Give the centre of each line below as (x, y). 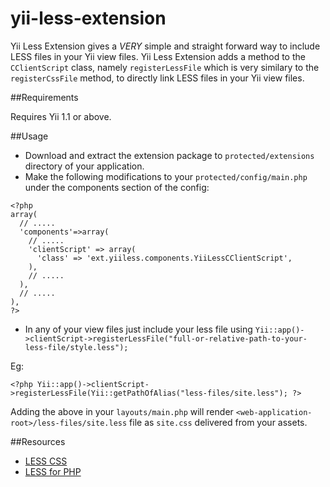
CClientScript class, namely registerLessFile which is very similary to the (165, 67)
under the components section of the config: (117, 187)
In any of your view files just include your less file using (138, 329)
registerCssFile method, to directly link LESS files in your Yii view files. (157, 78)
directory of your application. (84, 166)
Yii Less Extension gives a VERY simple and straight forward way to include (165, 46)
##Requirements (44, 97)
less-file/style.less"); (76, 347)
